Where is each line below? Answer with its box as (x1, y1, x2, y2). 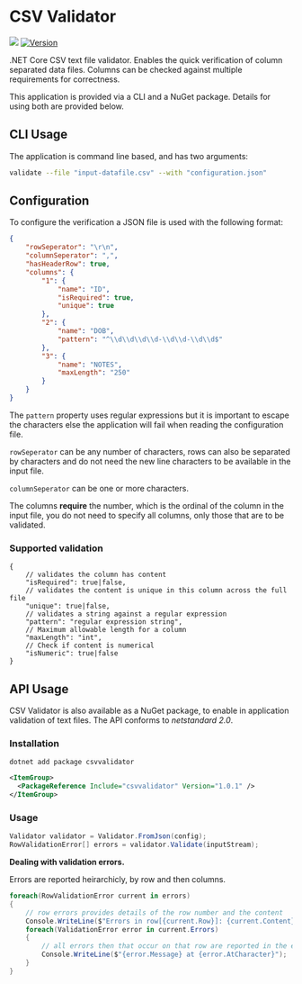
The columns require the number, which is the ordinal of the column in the (9, 500, 285, 510)
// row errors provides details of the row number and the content (25, 907, 283, 917)
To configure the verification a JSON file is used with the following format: (9, 217, 283, 228)
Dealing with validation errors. (9, 857, 125, 868)
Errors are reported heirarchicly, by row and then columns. (9, 874, 226, 885)
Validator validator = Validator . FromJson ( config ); (9, 832, 207, 841)
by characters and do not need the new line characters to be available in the (9, 456, 291, 466)
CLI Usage (9, 127, 68, 142)
